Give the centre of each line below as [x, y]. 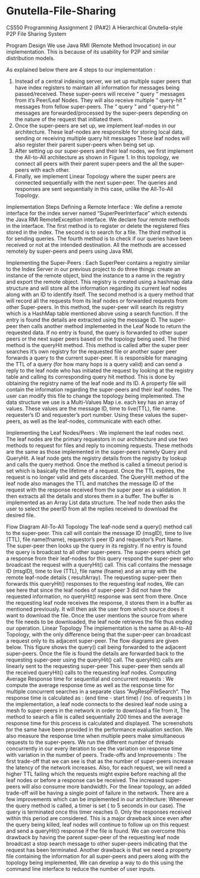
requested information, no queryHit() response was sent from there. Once [97, 596]
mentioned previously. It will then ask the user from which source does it [95, 609]
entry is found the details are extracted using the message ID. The [87, 320]
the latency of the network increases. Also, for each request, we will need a [99, 767]
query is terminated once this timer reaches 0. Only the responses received [99, 812]
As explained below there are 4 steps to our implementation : [81, 69]
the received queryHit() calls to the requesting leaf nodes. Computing [91, 672]
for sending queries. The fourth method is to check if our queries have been [99, 238]
